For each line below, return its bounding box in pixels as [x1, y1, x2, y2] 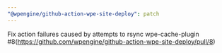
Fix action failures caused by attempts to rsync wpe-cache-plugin [7, 30, 199, 38]
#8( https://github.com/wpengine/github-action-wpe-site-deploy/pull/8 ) [7, 37, 216, 46]
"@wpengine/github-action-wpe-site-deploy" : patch [7, 10, 160, 18]
